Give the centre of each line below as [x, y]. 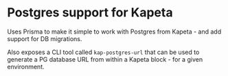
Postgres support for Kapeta [90, 13]
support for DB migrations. [45, 38]
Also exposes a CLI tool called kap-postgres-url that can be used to [103, 52]
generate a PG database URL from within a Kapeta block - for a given [105, 59]
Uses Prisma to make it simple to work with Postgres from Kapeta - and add [114, 31]
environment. [26, 66]
